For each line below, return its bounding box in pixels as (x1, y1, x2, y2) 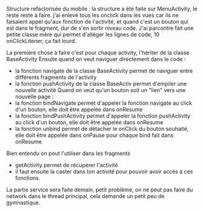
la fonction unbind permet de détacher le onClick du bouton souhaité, (15, 125, 189, 132)
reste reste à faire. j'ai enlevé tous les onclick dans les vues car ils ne (6, 12, 179, 19)
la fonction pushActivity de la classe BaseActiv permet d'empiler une (15, 80, 187, 87)
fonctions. (15, 174, 41, 181)
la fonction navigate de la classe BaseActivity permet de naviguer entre (15, 67, 193, 75)
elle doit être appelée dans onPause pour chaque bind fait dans (15, 131, 174, 139)
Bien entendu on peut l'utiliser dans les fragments (6, 150, 130, 157)
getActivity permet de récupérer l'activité (15, 162, 118, 168)
